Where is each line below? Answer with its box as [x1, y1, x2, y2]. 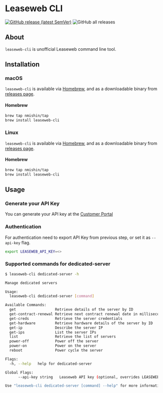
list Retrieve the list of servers [9, 334, 116, 339]
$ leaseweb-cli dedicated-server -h [5, 272, 79, 276]
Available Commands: [5, 303, 47, 308]
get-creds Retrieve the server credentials [9, 316, 123, 321]
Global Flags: [5, 370, 34, 375]
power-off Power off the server [9, 339, 98, 344]
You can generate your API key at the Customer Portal [5, 211, 113, 217]
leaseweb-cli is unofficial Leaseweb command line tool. [5, 46, 116, 52]
